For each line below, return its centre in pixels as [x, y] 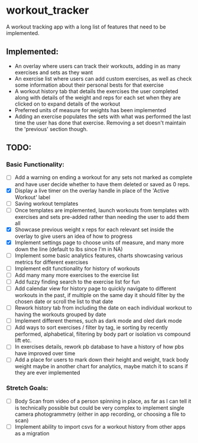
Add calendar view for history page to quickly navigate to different [95, 289]
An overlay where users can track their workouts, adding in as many [98, 66]
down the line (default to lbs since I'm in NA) [69, 249]
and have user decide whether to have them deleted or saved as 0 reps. [102, 184]
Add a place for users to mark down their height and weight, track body [102, 360]
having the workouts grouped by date [60, 314]
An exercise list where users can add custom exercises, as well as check [103, 78]
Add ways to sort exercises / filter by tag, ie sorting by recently [91, 327]
